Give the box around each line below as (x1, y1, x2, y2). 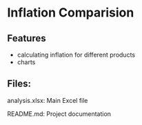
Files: (7, 78, 31, 90)
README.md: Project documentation (7, 109, 112, 118)
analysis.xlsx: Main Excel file (7, 96, 88, 104)
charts (17, 58, 36, 66)
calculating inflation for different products (17, 50, 136, 59)
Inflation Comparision (7, 5, 134, 21)
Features (7, 32, 46, 44)
